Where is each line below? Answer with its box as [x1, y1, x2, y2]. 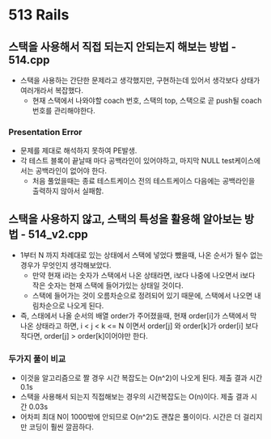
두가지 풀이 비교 [8, 353, 66, 365]
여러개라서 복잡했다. [19, 86, 83, 95]
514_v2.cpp [28, 227, 89, 241]
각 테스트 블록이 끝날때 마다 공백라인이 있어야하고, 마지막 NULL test [19, 156, 235, 166]
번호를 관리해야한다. [32, 106, 95, 115]
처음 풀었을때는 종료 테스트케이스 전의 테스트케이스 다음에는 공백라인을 [32, 176, 256, 186]
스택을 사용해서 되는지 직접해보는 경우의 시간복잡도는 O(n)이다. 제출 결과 [19, 392, 249, 402]
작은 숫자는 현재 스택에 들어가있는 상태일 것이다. [32, 281, 184, 290]
